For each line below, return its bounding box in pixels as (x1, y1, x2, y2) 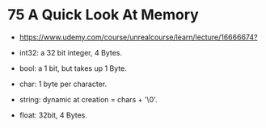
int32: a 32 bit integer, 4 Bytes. (19, 47, 123, 57)
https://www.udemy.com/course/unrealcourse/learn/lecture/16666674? (19, 32, 258, 42)
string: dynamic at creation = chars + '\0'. (19, 94, 158, 104)
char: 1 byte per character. (19, 79, 107, 89)
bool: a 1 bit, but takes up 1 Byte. (19, 63, 127, 73)
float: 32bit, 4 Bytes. (19, 110, 88, 120)
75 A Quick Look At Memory (7, 6, 199, 24)
